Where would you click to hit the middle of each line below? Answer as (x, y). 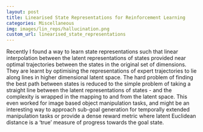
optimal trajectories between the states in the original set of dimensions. (96, 65)
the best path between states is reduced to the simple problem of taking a (98, 84)
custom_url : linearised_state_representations (66, 35)
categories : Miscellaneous (40, 23)
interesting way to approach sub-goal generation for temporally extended (98, 110)
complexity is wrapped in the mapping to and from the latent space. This (97, 97)
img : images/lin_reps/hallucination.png (58, 29)
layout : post (23, 12)
